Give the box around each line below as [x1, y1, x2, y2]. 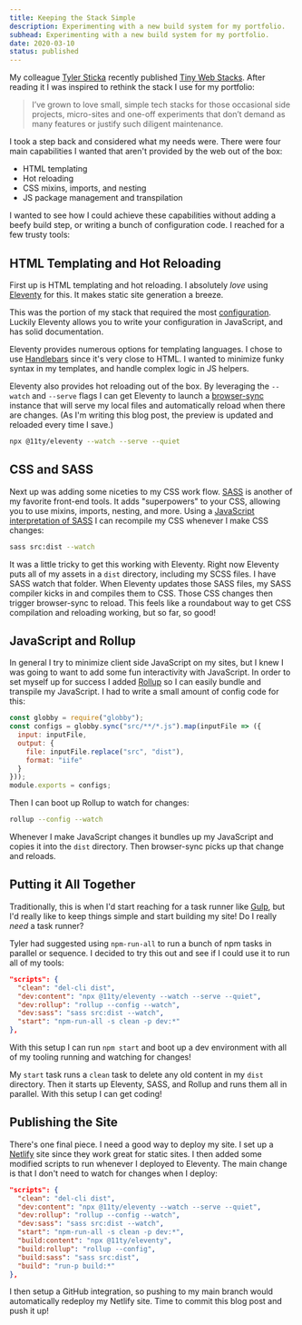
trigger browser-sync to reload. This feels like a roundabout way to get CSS [9, 597, 292, 608]
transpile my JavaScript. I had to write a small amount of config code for [9, 687, 279, 697]
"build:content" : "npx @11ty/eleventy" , [17, 1236, 172, 1245]
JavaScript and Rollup [9, 633, 136, 648]
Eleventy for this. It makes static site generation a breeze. [9, 289, 224, 300]
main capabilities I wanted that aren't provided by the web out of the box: [9, 146, 283, 157]
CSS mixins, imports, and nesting [22, 183, 147, 193]
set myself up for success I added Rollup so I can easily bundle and [9, 677, 261, 687]
